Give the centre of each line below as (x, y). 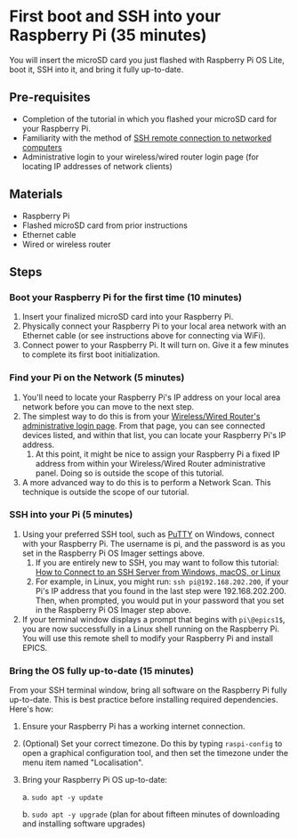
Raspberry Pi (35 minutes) (108, 35)
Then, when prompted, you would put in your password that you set (160, 600)
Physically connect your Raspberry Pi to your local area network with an (154, 326)
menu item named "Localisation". (83, 762)
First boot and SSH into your (115, 16)
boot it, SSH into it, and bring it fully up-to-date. (97, 69)
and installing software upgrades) (84, 824)
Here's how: (31, 709)
